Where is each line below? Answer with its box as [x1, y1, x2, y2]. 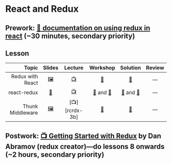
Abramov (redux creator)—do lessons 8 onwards [5, 142, 165, 151]
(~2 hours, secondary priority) [5, 150, 104, 159]
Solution [120, 64, 141, 71]
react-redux [8, 88, 38, 96]
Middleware [9, 109, 38, 116]
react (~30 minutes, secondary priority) [5, 31, 135, 40]
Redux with [11, 73, 38, 80]
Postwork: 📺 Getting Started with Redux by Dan [5, 132, 161, 140]
